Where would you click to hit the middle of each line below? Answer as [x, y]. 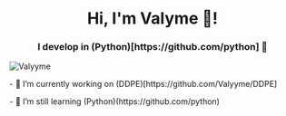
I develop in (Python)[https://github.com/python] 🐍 [153, 47]
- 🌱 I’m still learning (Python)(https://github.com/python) [115, 101]
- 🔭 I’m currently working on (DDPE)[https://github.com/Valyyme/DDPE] [143, 84]
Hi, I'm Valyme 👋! [153, 19]
